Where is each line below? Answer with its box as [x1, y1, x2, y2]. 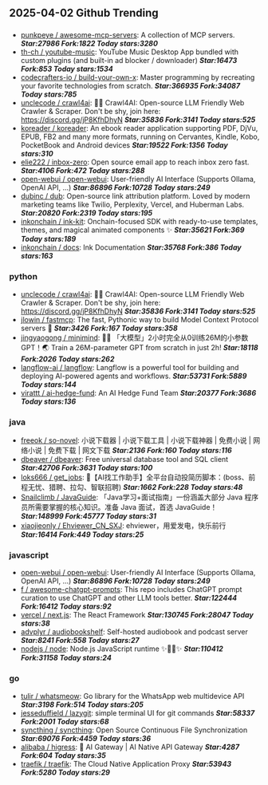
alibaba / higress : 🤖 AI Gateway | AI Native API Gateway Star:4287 [20, 742, 240, 751]
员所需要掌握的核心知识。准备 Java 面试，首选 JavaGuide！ [20, 502, 218, 511]
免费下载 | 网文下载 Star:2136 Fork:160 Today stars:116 [48, 445, 232, 455]
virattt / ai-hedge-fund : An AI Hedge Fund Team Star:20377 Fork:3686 [20, 388, 257, 397]
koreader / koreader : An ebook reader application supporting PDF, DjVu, [20, 124, 258, 133]
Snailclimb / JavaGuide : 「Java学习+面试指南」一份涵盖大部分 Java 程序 [20, 492, 259, 502]
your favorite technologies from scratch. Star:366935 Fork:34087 [20, 81, 241, 91]
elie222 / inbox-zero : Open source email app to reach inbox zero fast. [20, 157, 250, 167]
